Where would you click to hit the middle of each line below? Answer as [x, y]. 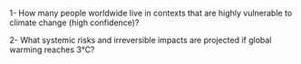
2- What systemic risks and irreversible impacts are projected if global [141, 40]
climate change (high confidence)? [74, 23]
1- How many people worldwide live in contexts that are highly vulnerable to [151, 13]
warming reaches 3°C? [52, 50]
